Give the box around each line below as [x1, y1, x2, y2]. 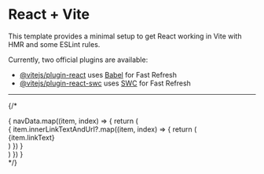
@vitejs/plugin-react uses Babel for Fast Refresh [19, 70, 178, 79]
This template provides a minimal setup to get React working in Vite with [8, 31, 242, 41]
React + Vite [8, 5, 90, 24]
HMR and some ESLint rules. [8, 39, 101, 49]
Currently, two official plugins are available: [8, 55, 148, 64]
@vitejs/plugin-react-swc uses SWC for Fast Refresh [19, 78, 191, 88]
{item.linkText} [8, 132, 55, 142]
